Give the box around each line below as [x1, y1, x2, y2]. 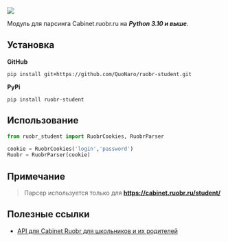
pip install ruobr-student [7, 96, 84, 103]
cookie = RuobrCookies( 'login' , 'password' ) [7, 145, 134, 152]
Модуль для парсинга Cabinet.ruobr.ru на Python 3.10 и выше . [7, 20, 189, 27]
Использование [7, 114, 79, 126]
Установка [7, 39, 55, 51]
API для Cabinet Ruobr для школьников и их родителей [16, 226, 179, 235]
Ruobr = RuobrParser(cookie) [7, 152, 91, 158]
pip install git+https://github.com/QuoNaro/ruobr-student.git [7, 71, 192, 77]
